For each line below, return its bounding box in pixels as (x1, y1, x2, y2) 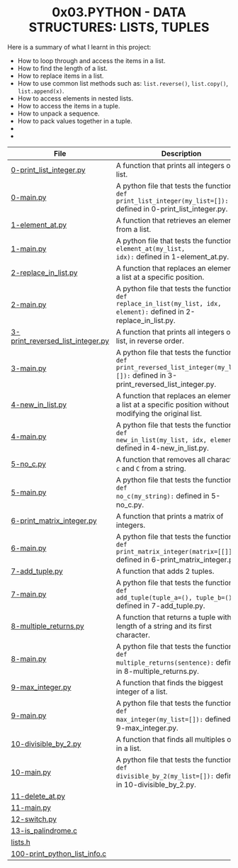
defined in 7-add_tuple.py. (115, 600, 205, 610)
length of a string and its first (115, 621, 212, 631)
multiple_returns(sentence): (115, 658, 215, 667)
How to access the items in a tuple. (17, 101, 120, 110)
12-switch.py (11, 814, 57, 824)
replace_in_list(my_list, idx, (115, 299, 222, 308)
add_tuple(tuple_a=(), (115, 593, 193, 602)
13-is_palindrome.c (11, 825, 78, 835)
